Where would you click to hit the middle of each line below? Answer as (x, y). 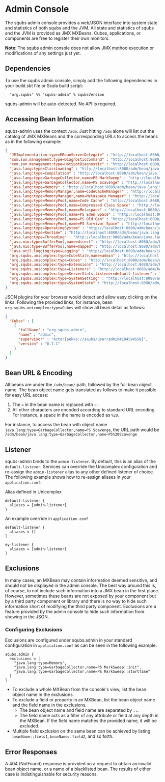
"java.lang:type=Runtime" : (38, 233)
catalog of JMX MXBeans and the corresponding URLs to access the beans (82, 136)
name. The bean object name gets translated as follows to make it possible (81, 390)
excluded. (29, 726)
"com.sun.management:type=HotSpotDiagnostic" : (59, 164)
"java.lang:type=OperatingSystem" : (47, 228)
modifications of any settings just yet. (43, 53)
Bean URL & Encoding (39, 373)
